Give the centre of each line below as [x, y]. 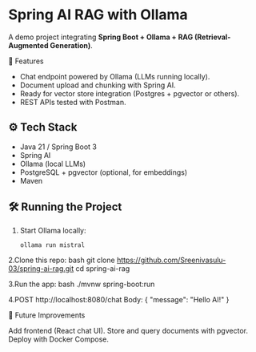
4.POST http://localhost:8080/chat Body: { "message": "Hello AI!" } [119, 300]
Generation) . [72, 45]
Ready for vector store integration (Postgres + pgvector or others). [130, 93]
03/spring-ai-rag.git [41, 269]
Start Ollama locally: [53, 230]
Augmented [29, 45]
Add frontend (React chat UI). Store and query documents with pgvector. [128, 331]
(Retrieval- [213, 37]
